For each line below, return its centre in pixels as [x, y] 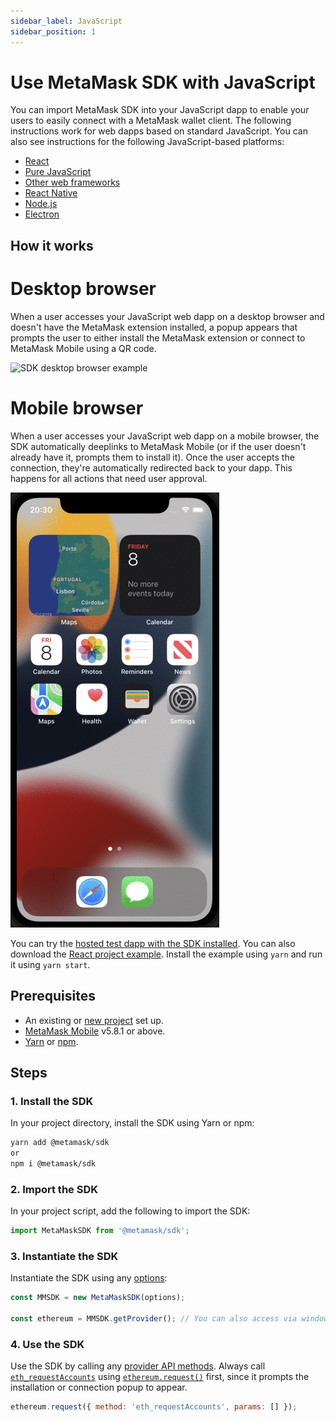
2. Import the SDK [54, 1189]
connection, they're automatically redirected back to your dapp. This [151, 467]
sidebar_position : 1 [53, 31]
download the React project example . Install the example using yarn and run [166, 954]
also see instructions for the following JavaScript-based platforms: [147, 142]
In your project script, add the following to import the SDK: [130, 1211]
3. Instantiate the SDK [64, 1256]
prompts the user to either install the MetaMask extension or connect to [158, 337]
